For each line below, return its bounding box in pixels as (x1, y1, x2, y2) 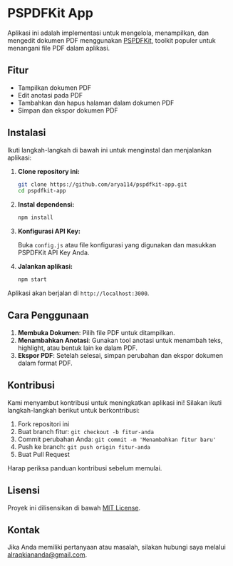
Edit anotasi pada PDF (17, 91, 83, 99)
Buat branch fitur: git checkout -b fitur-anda (17, 427, 155, 436)
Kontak (7, 524, 41, 536)
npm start (17, 276, 48, 283)
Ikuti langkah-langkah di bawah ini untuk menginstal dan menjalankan (7, 145, 212, 154)
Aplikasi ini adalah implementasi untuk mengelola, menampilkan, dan (7, 29, 209, 37)
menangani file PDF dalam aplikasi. (7, 43, 110, 52)
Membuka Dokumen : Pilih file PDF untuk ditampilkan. (17, 328, 176, 336)
